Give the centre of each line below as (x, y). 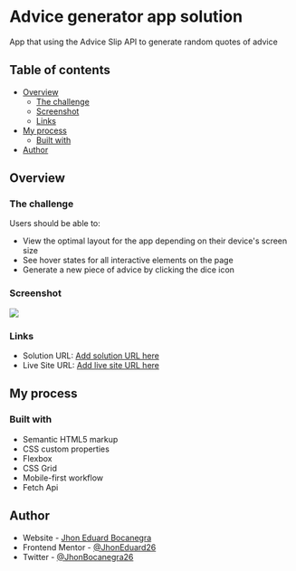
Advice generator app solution (126, 17)
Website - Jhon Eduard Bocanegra (87, 538)
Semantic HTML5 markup (70, 439)
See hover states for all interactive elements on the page (128, 261)
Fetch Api (40, 487)
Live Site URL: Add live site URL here (91, 366)
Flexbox (37, 458)
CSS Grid (39, 468)
